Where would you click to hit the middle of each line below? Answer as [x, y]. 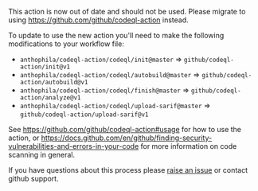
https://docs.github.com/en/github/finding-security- [127, 138]
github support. [33, 179]
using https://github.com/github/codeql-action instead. [98, 20]
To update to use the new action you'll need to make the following [116, 35]
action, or [24, 138]
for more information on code [189, 146]
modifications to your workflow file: [66, 44]
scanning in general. [42, 155]
